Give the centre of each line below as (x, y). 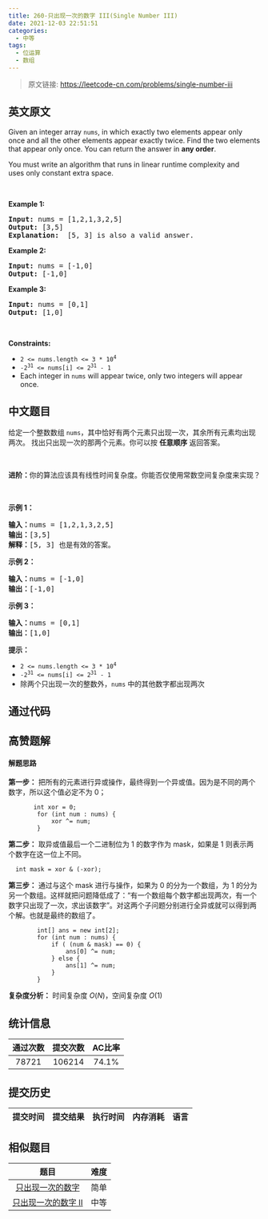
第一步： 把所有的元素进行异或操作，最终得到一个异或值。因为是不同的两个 (132, 782)
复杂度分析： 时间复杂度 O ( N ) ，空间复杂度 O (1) (85, 995)
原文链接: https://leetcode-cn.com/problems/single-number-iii (130, 84)
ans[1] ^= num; (90, 966)
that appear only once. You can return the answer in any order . (112, 148)
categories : (28, 30)
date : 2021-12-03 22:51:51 (53, 23)
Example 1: (27, 204)
